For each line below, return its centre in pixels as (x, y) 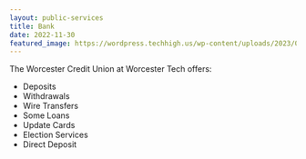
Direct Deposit (50, 144)
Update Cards (49, 125)
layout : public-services (56, 18)
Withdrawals (46, 96)
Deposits (39, 86)
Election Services (55, 135)
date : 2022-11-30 (42, 35)
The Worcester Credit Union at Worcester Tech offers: (111, 69)
